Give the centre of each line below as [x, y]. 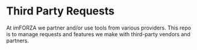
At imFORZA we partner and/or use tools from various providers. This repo [99, 28]
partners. [17, 40]
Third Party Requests [60, 11]
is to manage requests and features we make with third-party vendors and [98, 34]
